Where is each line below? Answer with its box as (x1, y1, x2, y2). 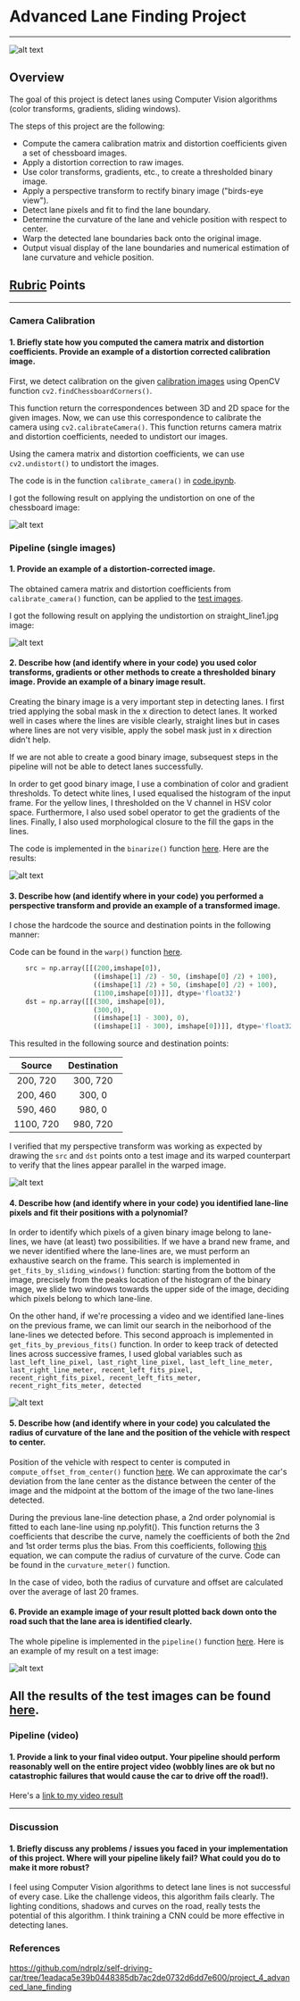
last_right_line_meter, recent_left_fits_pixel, (9, 1366, 194, 1375)
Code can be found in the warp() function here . (9, 947, 183, 958)
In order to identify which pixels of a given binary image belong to (9, 1227, 251, 1238)
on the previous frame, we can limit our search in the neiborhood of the (9, 1320, 272, 1331)
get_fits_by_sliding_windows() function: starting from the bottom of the (9, 1265, 276, 1276)
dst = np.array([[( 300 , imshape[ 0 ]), (25, 997, 166, 1006)
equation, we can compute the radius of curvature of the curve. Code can (9, 1550, 281, 1561)
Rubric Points (9, 278, 87, 293)
